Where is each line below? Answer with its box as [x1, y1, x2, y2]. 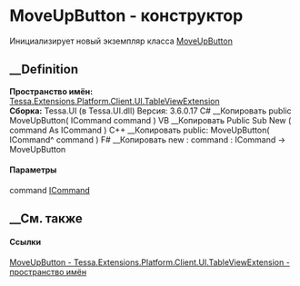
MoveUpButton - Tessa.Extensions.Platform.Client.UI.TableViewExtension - [9, 256, 291, 268]
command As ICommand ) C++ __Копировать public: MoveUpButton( [9, 124, 270, 135]
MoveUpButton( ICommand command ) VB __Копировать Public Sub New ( [9, 114, 292, 125]
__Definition [9, 62, 79, 77]
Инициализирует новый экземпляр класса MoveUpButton [9, 35, 234, 46]
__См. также [9, 211, 84, 227]
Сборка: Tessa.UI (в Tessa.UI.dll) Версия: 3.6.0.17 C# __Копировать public [9, 105, 293, 116]
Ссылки [9, 236, 42, 247]
